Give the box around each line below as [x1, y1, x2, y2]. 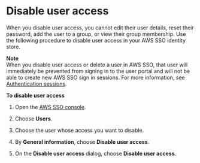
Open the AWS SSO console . [14, 103, 86, 110]
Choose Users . [14, 115, 53, 122]
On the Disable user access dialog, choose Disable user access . [14, 150, 177, 157]
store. [6, 43, 21, 50]
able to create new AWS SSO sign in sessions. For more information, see [6, 74, 185, 81]
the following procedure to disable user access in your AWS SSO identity [6, 37, 186, 44]
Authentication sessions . [6, 80, 67, 87]
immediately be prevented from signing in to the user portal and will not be [6, 67, 190, 74]
